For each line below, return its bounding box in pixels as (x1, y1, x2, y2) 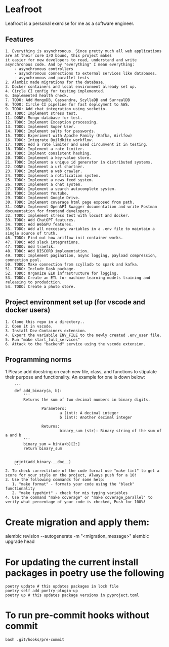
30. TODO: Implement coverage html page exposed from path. (5, 200, 135, 205)
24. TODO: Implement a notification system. (5, 173, 101, 178)
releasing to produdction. (5, 279, 62, 285)
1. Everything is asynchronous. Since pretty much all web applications (5, 48, 162, 54)
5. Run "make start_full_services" (5, 337, 80, 342)
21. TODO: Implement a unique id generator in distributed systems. (5, 159, 153, 165)
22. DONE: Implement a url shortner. (5, 164, 85, 169)
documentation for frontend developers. (5, 208, 92, 214)
